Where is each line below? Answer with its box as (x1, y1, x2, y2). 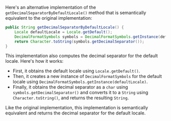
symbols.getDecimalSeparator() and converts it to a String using (12, 90, 149, 96)
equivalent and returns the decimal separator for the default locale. (5, 110, 146, 116)
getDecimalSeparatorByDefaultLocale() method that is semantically (5, 10, 147, 16)
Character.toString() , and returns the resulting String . (12, 95, 129, 101)
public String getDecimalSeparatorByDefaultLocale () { (5, 25, 124, 30)
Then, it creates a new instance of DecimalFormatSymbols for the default (12, 73, 162, 79)
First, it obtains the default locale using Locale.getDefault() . (12, 68, 140, 74)
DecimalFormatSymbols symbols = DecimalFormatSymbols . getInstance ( (14, 34, 160, 39)
